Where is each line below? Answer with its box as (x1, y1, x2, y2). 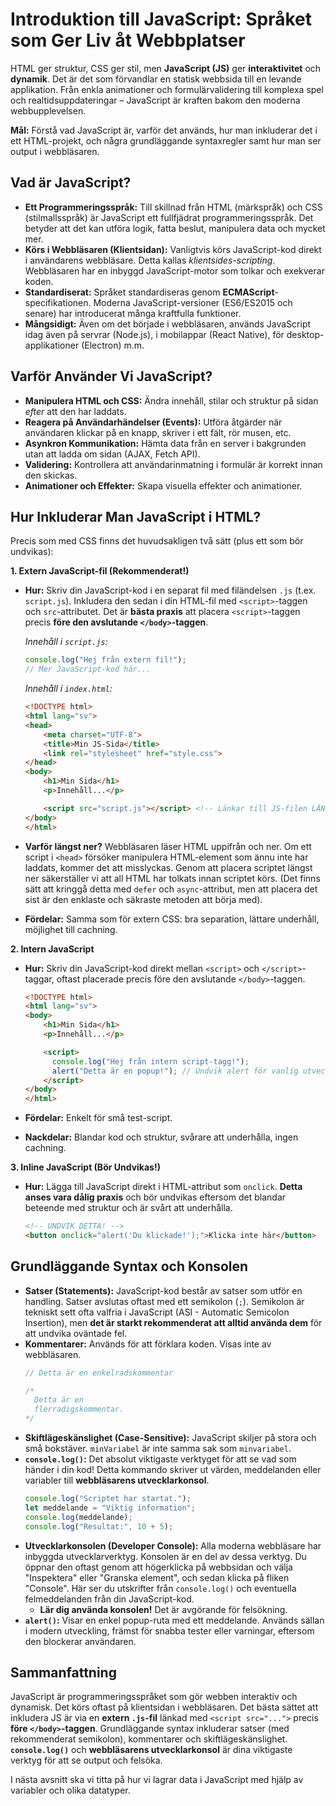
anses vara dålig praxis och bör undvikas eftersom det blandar (24, 1191, 287, 1203)
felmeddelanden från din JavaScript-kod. (24, 1593, 195, 1605)
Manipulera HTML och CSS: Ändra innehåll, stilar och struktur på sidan (24, 394, 319, 407)
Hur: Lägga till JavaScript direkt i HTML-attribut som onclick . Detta (24, 1181, 303, 1193)
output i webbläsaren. (10, 145, 100, 157)
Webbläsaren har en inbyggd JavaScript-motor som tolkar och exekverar (24, 264, 325, 277)
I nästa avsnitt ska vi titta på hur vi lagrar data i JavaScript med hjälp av (10, 1774, 304, 1786)
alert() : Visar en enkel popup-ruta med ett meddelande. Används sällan (24, 1614, 325, 1626)
